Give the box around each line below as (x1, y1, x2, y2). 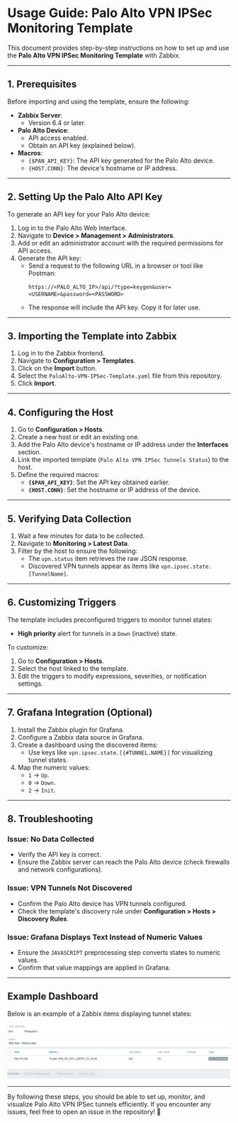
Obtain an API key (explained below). (28, 141, 136, 150)
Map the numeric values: (17, 763, 91, 772)
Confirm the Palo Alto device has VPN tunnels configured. (17, 899, 188, 908)
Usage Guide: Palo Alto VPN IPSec (7, 5, 212, 21)
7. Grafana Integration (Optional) (7, 706, 153, 718)
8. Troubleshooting (7, 813, 93, 825)
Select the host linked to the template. (17, 664, 129, 672)
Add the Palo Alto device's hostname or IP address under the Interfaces (17, 440, 229, 449)
